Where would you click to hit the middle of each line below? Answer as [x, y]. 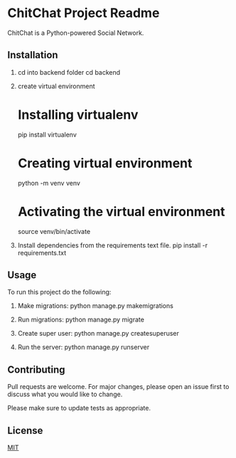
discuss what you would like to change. [65, 394]
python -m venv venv [49, 183]
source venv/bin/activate [54, 231]
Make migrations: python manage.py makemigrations [96, 306]
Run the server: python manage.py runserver [84, 347]
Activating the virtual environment [121, 212]
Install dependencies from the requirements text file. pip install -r [113, 245]
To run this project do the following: [59, 292]
